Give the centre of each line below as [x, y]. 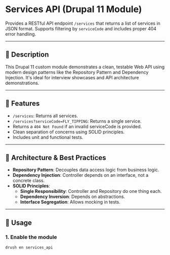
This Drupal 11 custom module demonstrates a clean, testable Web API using [85, 67]
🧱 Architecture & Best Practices [56, 158]
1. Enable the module [31, 237]
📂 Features [23, 104]
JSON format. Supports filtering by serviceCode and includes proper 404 [81, 28]
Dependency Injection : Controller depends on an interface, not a [80, 175]
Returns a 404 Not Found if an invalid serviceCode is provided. [77, 126]
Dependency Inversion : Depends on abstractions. [73, 197]
